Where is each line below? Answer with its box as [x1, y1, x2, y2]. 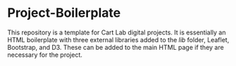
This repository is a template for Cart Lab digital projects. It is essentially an [7, 28, 226, 37]
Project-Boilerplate [7, 5, 121, 21]
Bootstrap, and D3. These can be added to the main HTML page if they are [7, 43, 224, 51]
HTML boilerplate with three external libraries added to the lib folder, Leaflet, [7, 35, 230, 44]
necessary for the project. [7, 51, 83, 59]
